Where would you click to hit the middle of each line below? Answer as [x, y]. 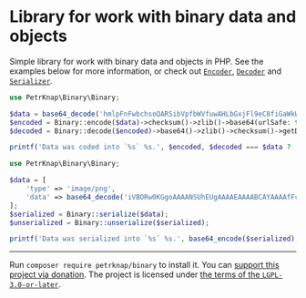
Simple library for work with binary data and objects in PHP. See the [137, 61]
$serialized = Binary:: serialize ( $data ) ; [89, 214]
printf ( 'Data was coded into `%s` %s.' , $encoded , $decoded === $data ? [150, 148]
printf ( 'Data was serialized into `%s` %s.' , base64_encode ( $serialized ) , [154, 239]
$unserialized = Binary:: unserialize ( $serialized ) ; [109, 222]
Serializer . [31, 80]
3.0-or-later [34, 285]
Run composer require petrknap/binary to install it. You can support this [144, 265]
